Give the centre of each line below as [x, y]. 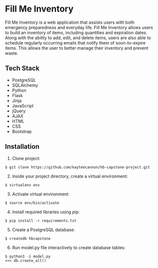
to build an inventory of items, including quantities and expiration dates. [76, 32]
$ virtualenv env [22, 185]
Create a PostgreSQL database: [43, 230]
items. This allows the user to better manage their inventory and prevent [77, 48]
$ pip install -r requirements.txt [41, 221]
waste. [12, 53]
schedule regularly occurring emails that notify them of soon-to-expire [75, 43]
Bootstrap [22, 131]
